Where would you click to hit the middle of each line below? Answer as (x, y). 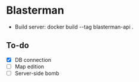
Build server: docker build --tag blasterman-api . (74, 27)
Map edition (29, 67)
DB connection (33, 59)
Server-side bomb (37, 73)
